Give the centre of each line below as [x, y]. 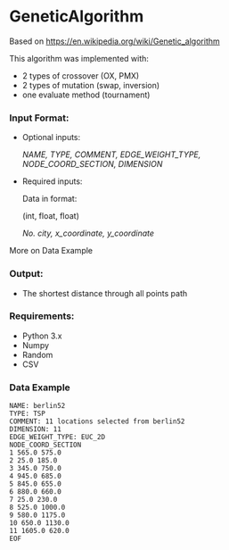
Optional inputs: [51, 137]
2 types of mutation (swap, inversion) [91, 85]
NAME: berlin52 [37, 406]
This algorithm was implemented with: [79, 58]
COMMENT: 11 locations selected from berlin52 [97, 421]
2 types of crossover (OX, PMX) [81, 75]
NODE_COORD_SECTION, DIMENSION [92, 164]
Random [37, 354]
